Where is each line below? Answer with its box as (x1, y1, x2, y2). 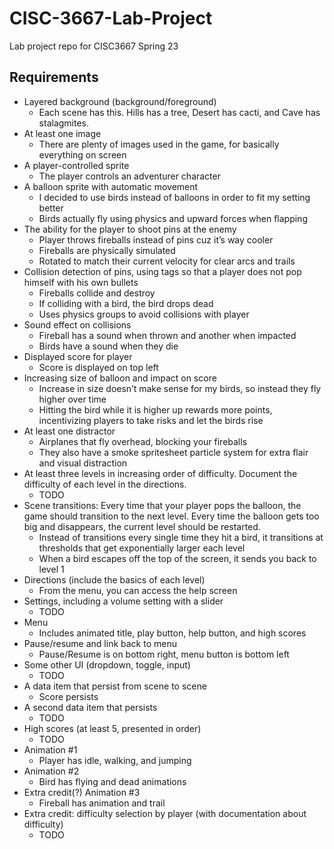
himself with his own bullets (23, 276, 139, 288)
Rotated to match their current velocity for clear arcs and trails (38, 255, 296, 267)
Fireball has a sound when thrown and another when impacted (38, 329, 297, 341)
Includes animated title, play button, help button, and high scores (38, 627, 307, 639)
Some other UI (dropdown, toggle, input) (23, 658, 191, 671)
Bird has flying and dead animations (38, 775, 187, 787)
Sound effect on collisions (23, 318, 132, 331)
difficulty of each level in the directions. (23, 478, 187, 490)
